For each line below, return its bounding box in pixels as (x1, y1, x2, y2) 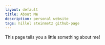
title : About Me (5, 12, 38, 17)
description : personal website (5, 16, 69, 21)
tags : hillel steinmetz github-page (5, 21, 80, 26)
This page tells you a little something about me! (5, 34, 100, 40)
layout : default (5, 7, 38, 12)
